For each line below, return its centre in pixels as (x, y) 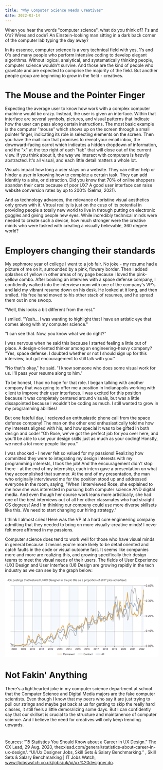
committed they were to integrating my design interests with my (69, 458)
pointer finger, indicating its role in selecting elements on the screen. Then (80, 134)
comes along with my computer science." (47, 324)
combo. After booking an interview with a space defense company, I (87, 279)
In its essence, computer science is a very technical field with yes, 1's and (79, 50)
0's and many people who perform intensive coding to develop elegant (76, 55)
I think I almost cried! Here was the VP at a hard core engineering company (80, 520)
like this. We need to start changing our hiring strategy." (61, 510)
